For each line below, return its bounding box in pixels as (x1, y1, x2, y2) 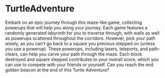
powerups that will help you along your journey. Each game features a (5, 24, 148, 30)
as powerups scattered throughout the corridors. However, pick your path (5, 35, 156, 41)
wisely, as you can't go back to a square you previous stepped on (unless (5, 40, 155, 46)
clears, (5, 51, 19, 57)
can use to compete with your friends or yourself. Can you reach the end (5, 62, 154, 68)
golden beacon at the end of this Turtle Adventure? (5, 67, 110, 73)
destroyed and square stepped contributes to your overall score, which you (5, 56, 159, 62)
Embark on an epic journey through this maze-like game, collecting (5, 19, 142, 25)
